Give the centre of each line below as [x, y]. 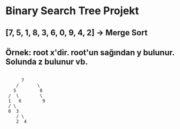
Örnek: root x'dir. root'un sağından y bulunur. [90, 52]
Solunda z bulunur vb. [47, 62]
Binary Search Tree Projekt [72, 11]
